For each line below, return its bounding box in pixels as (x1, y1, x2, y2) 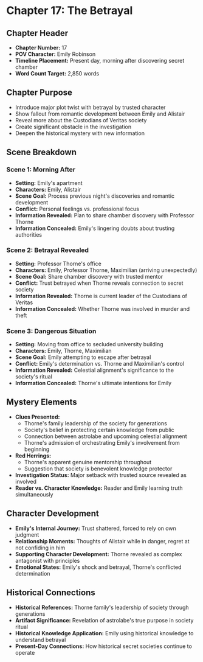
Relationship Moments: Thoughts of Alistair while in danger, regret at (15, 537, 190, 545)
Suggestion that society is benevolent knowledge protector (24, 465, 173, 472)
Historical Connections (6, 588, 95, 598)
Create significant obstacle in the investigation (15, 123, 132, 130)
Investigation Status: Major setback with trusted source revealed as (15, 471, 187, 478)
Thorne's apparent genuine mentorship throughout (24, 458, 152, 465)
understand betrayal (15, 636, 66, 643)
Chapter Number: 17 (15, 44, 67, 51)
